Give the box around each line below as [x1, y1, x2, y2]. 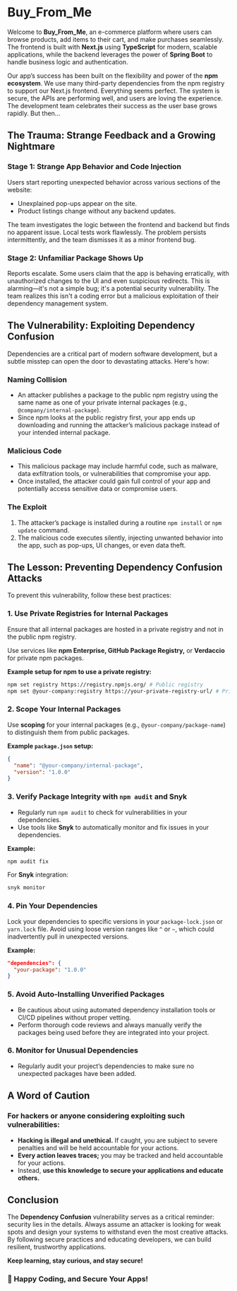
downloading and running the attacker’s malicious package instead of [17, 421, 220, 429]
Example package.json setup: [7, 741, 94, 750]
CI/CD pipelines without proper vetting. [17, 1013, 132, 1021]
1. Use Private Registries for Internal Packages [7, 609, 169, 619]
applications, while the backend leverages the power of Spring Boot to [7, 50, 213, 59]
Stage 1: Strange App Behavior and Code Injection [7, 162, 182, 172]
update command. [17, 526, 70, 534]
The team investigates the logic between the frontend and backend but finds [7, 220, 231, 228]
